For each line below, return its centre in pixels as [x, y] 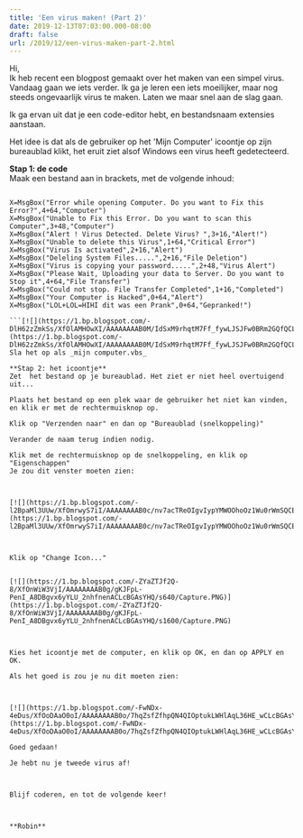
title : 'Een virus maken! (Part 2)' [78, 18]
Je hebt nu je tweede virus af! [70, 763]
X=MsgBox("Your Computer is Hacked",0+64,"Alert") [106, 298]
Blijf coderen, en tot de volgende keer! [88, 795]
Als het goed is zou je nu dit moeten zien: [94, 677]
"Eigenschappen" [40, 464]
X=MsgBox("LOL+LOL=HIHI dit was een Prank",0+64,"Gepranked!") [131, 306]
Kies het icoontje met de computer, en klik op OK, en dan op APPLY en [147, 653]
